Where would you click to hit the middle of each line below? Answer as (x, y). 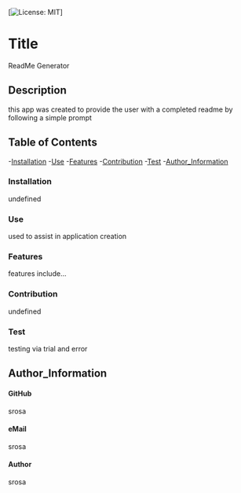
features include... (37, 274)
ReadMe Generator (39, 65)
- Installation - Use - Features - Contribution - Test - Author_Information (119, 161)
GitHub (20, 394)
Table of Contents (53, 143)
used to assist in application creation (68, 237)
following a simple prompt (50, 117)
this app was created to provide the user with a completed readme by (120, 109)
